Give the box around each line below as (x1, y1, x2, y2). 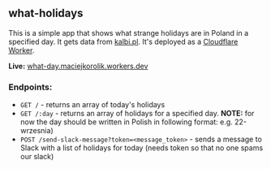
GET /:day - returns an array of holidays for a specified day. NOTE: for (19, 109, 255, 119)
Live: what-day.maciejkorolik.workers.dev (8, 61, 148, 71)
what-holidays (8, 6, 84, 20)
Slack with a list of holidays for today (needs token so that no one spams (19, 143, 264, 153)
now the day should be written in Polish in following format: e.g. (19, 117, 233, 127)
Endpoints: (8, 81, 53, 93)
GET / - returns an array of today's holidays (19, 100, 166, 110)
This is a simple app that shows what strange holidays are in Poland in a (8, 28, 249, 37)
